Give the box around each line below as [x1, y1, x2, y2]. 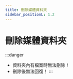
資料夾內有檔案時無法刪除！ [12, 62, 70, 68]
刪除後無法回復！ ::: [12, 68, 53, 74]
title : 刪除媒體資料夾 [5, 7, 47, 12]
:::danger [5, 52, 24, 58]
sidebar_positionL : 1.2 [5, 12, 55, 17]
